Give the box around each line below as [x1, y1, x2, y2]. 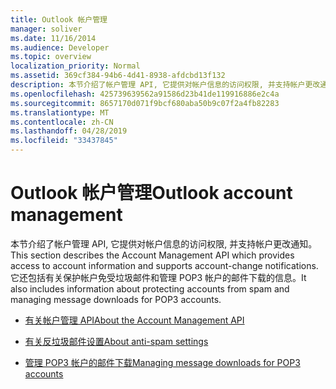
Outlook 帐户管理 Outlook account [10, 182, 293, 205]
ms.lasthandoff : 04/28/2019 [10, 126, 128, 136]
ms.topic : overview [10, 52, 92, 62]
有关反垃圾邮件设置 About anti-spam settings [24, 335, 209, 347]
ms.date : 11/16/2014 [10, 33, 97, 43]
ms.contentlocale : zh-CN [10, 117, 114, 127]
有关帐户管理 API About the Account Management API [24, 314, 245, 326]
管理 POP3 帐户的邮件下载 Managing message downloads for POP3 [24, 356, 301, 368]
